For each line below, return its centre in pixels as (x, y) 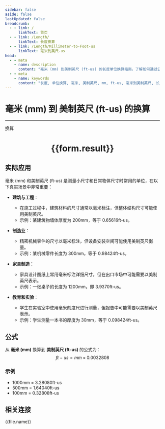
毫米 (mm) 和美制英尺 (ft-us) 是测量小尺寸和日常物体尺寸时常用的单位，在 (79, 180)
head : (11, 55)
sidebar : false (21, 10)
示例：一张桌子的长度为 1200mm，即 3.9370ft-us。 (71, 286)
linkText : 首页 (33, 33)
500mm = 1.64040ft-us (36, 388)
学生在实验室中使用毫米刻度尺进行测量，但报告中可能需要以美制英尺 (88, 307)
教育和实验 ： (25, 297)
